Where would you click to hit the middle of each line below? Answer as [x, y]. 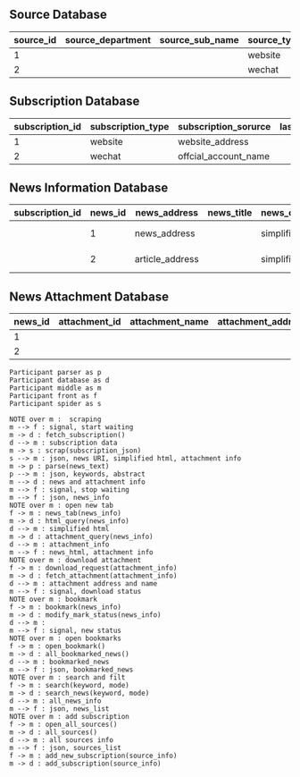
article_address [167, 259]
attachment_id [90, 322]
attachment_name [169, 322]
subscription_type [129, 126]
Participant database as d [59, 380]
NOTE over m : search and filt [67, 678]
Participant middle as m [55, 388]
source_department [108, 39]
